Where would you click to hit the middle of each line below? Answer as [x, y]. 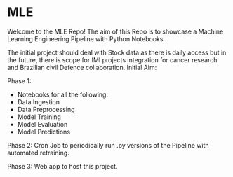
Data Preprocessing [46, 109]
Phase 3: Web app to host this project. [62, 166]
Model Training [39, 117]
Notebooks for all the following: [63, 94]
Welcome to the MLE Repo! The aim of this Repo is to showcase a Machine [115, 31]
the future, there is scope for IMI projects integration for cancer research [112, 59]
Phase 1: [19, 80]
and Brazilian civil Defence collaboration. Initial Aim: [82, 67]
